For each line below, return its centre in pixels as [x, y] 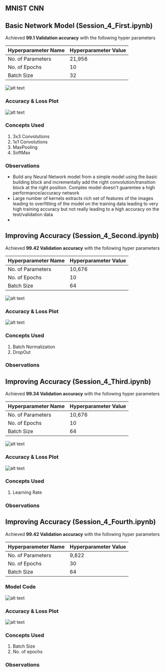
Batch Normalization [34, 347]
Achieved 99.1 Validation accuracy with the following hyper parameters [80, 38]
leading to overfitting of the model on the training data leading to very [85, 204]
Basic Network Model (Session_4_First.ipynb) [79, 26]
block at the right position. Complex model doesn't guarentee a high [84, 188]
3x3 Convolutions [31, 136]
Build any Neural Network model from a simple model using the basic [85, 177]
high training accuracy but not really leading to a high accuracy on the [86, 209]
